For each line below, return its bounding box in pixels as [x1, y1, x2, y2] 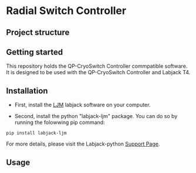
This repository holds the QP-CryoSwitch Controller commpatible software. [6, 63, 188, 70]
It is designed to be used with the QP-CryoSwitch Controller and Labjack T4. [6, 69, 191, 76]
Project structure [6, 27, 70, 37]
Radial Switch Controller [6, 4, 127, 18]
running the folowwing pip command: [14, 119, 105, 126]
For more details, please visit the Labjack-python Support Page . [6, 140, 160, 147]
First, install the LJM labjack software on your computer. [14, 101, 151, 109]
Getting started [6, 47, 63, 57]
